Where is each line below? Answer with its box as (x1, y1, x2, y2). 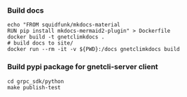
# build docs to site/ (7, 40, 74, 47)
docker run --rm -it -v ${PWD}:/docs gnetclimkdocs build (7, 46, 180, 53)
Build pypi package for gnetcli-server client (7, 62, 159, 72)
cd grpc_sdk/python (7, 77, 64, 85)
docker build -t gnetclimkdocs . (7, 33, 105, 40)
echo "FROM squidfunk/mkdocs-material (7, 22, 120, 29)
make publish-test (7, 84, 61, 91)
